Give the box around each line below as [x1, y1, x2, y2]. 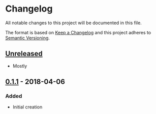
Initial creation [12, 104, 43, 110]
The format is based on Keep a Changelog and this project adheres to [5, 29, 151, 35]
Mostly [12, 63, 27, 69]
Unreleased [5, 49, 43, 58]
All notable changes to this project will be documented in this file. [5, 20, 142, 26]
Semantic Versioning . [5, 35, 50, 41]
